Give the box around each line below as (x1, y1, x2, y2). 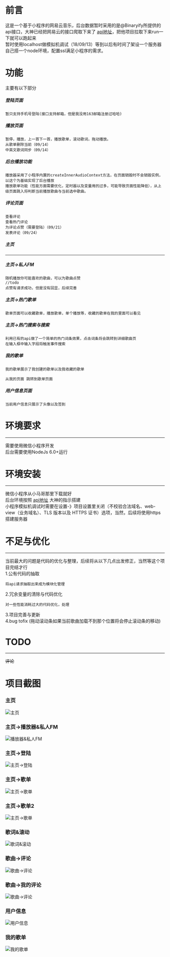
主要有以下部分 (5, 84, 36, 91)
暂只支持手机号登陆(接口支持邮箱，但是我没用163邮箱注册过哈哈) (5, 111, 122, 116)
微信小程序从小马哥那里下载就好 (5, 491, 72, 497)
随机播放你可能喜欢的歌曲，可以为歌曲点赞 (5, 276, 81, 281)
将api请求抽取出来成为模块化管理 (5, 582, 65, 587)
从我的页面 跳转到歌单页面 (5, 376, 53, 382)
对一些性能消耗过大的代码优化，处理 (5, 602, 70, 607)
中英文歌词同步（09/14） (5, 147, 51, 152)
